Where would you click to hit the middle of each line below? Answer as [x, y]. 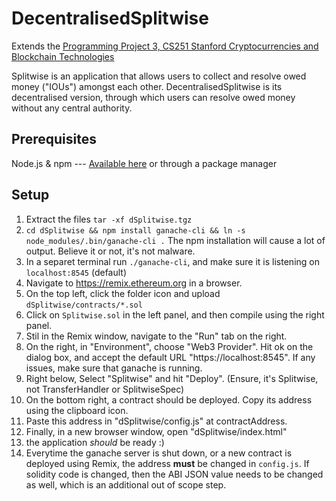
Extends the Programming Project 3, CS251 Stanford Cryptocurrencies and [165, 46]
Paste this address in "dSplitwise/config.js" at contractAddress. [156, 421]
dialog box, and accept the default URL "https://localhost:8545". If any [170, 357]
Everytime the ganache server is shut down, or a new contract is [159, 453]
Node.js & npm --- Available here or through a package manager [144, 163]
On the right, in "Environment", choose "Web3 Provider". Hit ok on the [169, 346]
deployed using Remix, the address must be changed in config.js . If [167, 463]
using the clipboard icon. [77, 410]
